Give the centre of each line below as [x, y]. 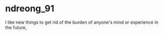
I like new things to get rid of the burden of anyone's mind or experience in [82, 22]
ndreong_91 [30, 9]
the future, [16, 27]
